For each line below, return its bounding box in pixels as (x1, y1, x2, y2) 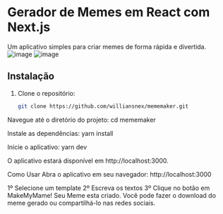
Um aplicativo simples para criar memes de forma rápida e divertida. (7, 42, 207, 51)
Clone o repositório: (17, 89, 76, 97)
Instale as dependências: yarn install (7, 129, 114, 137)
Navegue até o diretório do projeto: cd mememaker (7, 115, 157, 124)
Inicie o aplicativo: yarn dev (7, 142, 88, 151)
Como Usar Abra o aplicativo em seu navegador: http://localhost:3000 (7, 170, 212, 178)
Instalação (7, 70, 55, 82)
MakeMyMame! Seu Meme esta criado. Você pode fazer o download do (7, 191, 217, 199)
